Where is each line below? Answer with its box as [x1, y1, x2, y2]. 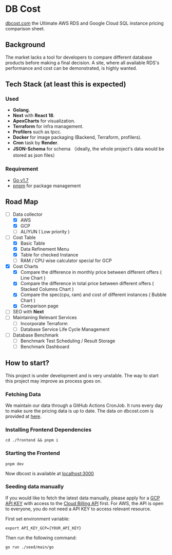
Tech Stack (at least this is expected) [5, 80, 126, 89]
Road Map [5, 197, 39, 206]
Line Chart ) [20, 275, 46, 281]
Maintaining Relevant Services [12, 314, 77, 321]
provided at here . [5, 413, 42, 419]
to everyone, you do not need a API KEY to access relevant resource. [5, 506, 151, 512]
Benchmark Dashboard [20, 343, 69, 349]
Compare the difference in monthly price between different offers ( [20, 269, 162, 275]
